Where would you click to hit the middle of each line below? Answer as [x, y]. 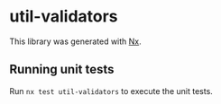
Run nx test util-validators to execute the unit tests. [111, 91]
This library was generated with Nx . [75, 41]
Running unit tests [62, 69]
